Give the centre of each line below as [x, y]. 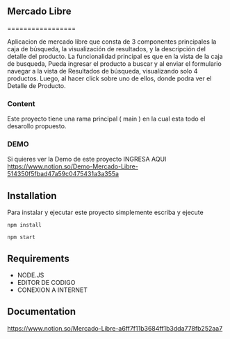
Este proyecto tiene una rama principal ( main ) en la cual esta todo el [106, 119]
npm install [24, 225]
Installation [32, 196]
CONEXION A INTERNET [52, 290]
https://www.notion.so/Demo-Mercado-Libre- [73, 166]
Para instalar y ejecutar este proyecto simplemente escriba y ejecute [105, 212]
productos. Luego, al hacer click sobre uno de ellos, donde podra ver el [109, 78]
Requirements [38, 258]
